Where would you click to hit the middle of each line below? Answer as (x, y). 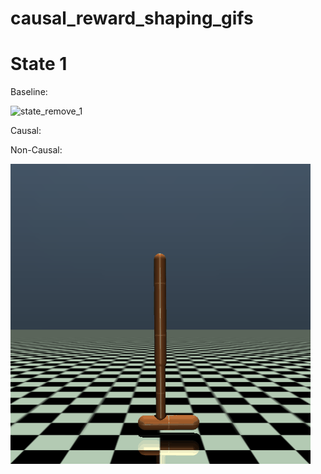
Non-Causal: (36, 150)
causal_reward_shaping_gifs (132, 18)
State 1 (39, 64)
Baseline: (29, 92)
